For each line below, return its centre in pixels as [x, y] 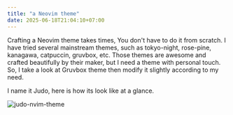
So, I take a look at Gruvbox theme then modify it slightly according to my [113, 70]
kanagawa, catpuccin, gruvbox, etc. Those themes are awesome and [107, 55]
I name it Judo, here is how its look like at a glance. [81, 91]
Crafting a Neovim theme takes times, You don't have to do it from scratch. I [116, 40]
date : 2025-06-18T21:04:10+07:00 [56, 20]
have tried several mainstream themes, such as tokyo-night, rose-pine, [110, 47]
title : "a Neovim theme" [43, 14]
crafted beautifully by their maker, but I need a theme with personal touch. [114, 62]
